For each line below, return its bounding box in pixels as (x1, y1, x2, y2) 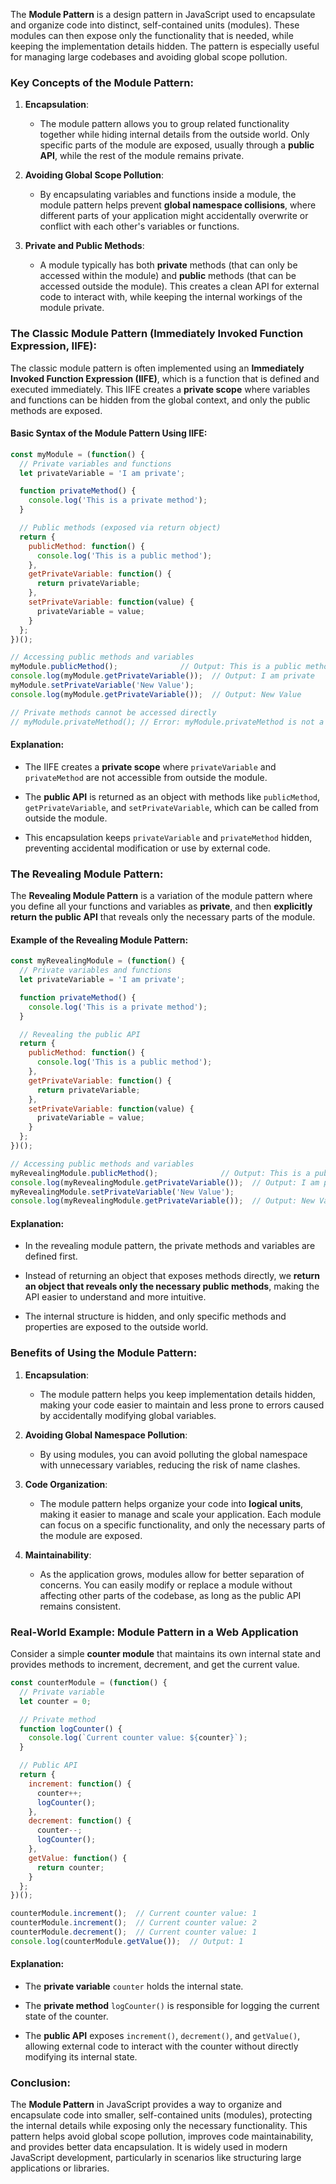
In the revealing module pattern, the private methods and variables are (24, 1240, 316, 1252)
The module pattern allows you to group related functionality (39, 118, 290, 130)
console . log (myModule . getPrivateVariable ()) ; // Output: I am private (10, 671, 315, 681)
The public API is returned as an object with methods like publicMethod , (24, 790, 321, 803)
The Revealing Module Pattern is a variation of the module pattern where (10, 890, 313, 902)
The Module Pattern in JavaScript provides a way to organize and (10, 2099, 283, 2111)
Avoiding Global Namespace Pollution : (24, 1429, 188, 1441)
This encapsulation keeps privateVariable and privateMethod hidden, (24, 831, 313, 843)
